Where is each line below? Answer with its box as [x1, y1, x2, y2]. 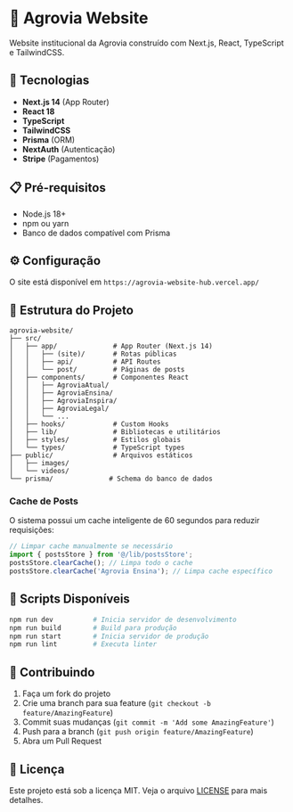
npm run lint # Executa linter [9, 640, 158, 649]
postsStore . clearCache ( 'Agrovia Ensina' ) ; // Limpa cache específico [9, 567, 273, 576]
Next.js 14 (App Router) [21, 96, 110, 107]
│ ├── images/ [9, 459, 69, 468]
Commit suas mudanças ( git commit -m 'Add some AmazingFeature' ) [21, 717, 274, 727]
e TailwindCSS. [9, 46, 65, 57]
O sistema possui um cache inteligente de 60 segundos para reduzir [9, 515, 260, 526]
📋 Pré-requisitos [9, 180, 107, 195]
